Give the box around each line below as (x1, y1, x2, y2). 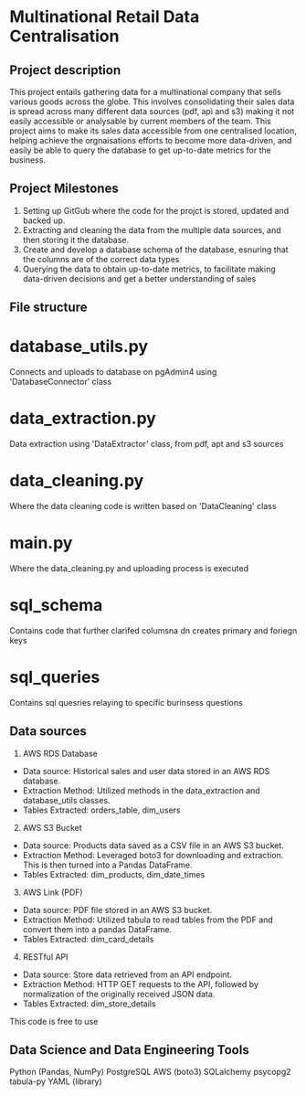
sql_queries (9, 667, 100, 687)
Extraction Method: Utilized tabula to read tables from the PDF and (22, 914, 274, 925)
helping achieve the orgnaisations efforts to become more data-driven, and (9, 135, 292, 145)
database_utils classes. (22, 794, 111, 805)
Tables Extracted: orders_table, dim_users (22, 804, 181, 815)
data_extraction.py (9, 409, 157, 429)
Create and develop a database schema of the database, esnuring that (22, 244, 290, 255)
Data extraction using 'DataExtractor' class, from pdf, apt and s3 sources (9, 439, 284, 450)
